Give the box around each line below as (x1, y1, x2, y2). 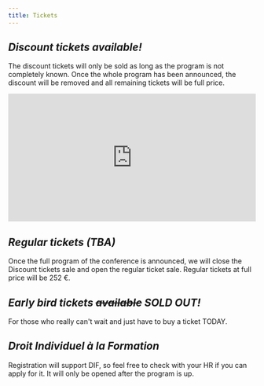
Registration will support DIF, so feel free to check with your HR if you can (8, 360, 247, 369)
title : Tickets (8, 11, 58, 20)
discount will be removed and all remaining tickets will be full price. (8, 78, 225, 87)
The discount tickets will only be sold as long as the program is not (8, 61, 225, 71)
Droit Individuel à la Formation (8, 340, 159, 353)
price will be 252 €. (8, 273, 71, 283)
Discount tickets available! (8, 41, 143, 54)
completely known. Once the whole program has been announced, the (8, 70, 236, 79)
